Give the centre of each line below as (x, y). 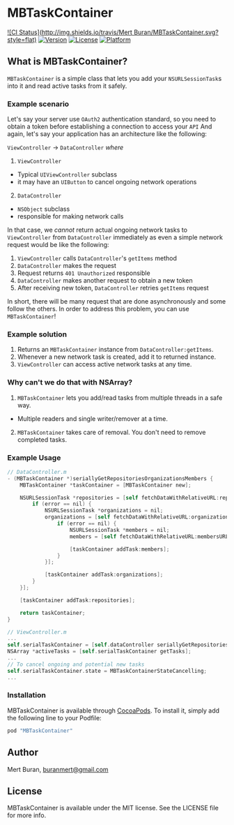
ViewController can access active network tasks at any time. (104, 364)
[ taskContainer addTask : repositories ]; (78, 600)
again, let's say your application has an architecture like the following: (107, 134)
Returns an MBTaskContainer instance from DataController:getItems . (115, 350)
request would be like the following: (58, 245)
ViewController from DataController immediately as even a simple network (115, 237)
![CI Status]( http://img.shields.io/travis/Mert (70, 32)
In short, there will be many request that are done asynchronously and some (117, 302)
